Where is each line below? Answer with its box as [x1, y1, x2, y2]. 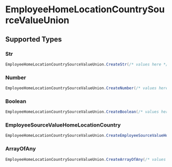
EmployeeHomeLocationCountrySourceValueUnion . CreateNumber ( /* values [5, 86, 157, 91]
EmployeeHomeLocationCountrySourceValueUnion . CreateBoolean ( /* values [5, 109, 159, 115]
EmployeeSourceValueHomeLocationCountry [5, 121, 121, 129]
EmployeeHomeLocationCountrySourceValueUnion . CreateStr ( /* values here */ [5, 61, 168, 67]
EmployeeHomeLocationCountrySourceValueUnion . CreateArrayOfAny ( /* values [5, 157, 166, 162]
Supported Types [5, 35, 62, 44]
